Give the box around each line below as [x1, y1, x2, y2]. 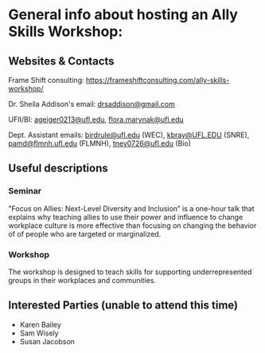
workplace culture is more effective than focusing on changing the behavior [8, 221, 257, 230]
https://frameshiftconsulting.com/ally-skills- [85, 76, 230, 84]
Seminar [8, 186, 42, 197]
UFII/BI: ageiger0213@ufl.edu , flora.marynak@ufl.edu [8, 115, 185, 124]
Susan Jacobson [19, 336, 76, 346]
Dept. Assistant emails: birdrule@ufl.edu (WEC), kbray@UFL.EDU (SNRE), [8, 130, 250, 139]
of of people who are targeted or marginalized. [8, 229, 162, 238]
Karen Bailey [19, 320, 62, 329]
